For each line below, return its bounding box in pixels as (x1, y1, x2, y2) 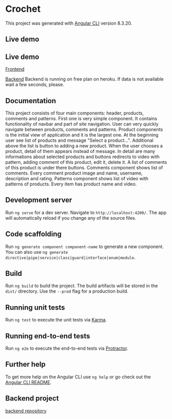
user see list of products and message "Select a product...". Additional (5, 137, 154, 143)
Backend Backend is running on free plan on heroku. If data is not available (5, 76, 164, 82)
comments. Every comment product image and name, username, (5, 170, 143, 176)
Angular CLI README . (5, 379, 52, 385)
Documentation (5, 96, 56, 105)
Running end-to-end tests (5, 332, 90, 340)
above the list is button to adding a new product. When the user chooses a (5, 142, 163, 149)
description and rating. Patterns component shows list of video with (5, 175, 149, 181)
